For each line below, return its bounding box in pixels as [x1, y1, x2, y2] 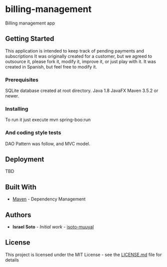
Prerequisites [5, 76, 38, 83]
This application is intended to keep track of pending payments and [5, 47, 144, 53]
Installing [5, 105, 28, 112]
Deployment [5, 155, 44, 163]
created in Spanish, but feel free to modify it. [5, 63, 97, 69]
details [5, 256, 19, 263]
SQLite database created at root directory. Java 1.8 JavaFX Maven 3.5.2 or [5, 87, 158, 93]
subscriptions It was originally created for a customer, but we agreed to [5, 53, 152, 59]
